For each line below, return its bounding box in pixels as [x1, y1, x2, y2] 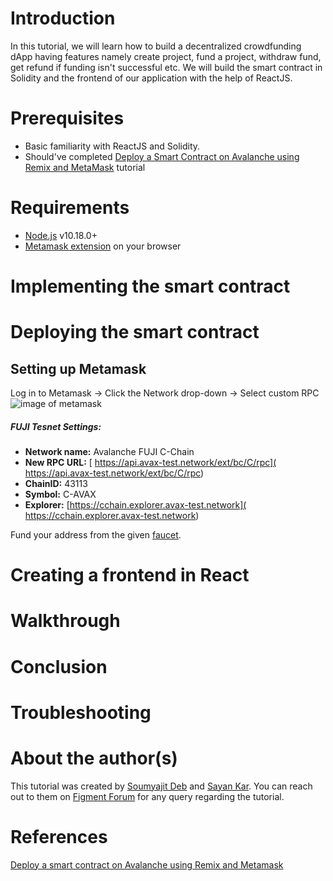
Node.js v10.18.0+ [24, 229, 98, 241]
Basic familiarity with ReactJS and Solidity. [24, 140, 201, 152]
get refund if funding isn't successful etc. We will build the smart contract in [10, 61, 323, 73]
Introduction [10, 7, 116, 30]
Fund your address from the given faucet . [10, 528, 182, 541]
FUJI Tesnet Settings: [10, 420, 102, 432]
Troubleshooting [10, 701, 152, 724]
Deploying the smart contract [10, 321, 260, 344]
